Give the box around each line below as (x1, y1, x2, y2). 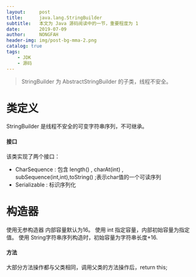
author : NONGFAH (6, 32, 59, 38)
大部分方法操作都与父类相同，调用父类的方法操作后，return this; (6, 264, 168, 271)
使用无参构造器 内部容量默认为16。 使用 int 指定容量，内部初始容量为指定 (6, 226, 191, 233)
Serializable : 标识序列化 (15, 181, 76, 188)
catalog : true (6, 43, 43, 50)
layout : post (6, 9, 51, 15)
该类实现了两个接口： (6, 152, 60, 160)
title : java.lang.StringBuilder (6, 15, 103, 21)
